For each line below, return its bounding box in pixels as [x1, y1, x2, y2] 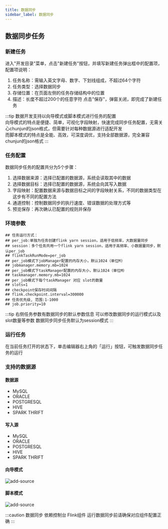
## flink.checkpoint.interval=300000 [5, 292, 84, 297]
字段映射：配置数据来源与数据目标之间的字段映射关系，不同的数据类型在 [12, 188, 161, 194]
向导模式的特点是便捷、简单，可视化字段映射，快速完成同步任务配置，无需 [5, 119, 158, 125]
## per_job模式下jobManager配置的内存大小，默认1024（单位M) [5, 258, 123, 263]
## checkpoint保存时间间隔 [5, 287, 57, 292]
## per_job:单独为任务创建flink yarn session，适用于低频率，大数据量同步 [5, 238, 148, 243]
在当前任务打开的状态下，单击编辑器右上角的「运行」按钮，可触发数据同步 [5, 343, 158, 349]
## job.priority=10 [5, 301, 46, 306]
